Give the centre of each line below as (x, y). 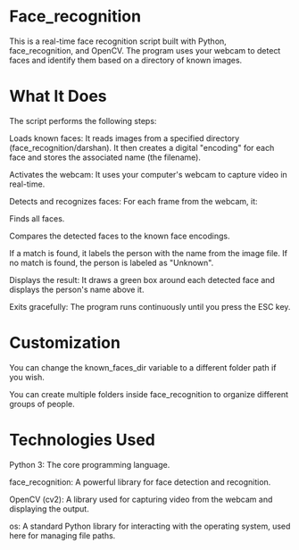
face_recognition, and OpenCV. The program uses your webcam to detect (145, 50)
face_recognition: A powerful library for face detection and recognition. (140, 482)
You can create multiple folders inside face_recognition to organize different (149, 394)
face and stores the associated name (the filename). (105, 157)
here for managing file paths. (62, 535)
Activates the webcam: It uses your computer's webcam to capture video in (148, 174)
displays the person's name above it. (77, 289)
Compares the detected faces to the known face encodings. (120, 236)
